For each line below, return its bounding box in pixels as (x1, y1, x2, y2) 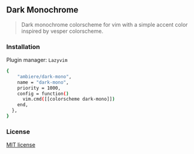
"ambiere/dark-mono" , (17, 73, 72, 79)
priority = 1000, (17, 85, 61, 91)
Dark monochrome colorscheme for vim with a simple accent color (21, 21, 188, 28)
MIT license (6, 141, 36, 149)
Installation (6, 42, 41, 51)
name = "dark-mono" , (17, 79, 69, 85)
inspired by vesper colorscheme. (21, 27, 104, 35)
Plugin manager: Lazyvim (6, 56, 68, 64)
